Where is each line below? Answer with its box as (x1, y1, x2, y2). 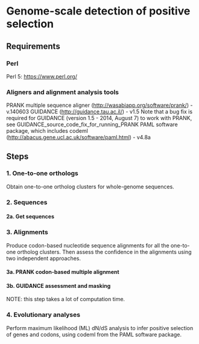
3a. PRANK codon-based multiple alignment (6, 269, 119, 276)
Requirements (6, 41, 60, 51)
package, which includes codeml (6, 127, 89, 135)
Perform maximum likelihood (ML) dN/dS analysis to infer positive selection (6, 324, 194, 331)
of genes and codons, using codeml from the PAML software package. (6, 331, 182, 338)
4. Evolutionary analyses (6, 311, 80, 319)
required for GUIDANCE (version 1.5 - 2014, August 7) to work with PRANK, (6, 115, 192, 122)
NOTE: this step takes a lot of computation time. (6, 296, 125, 303)
